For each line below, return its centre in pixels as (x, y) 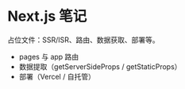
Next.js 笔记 (47, 16)
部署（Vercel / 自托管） (57, 76)
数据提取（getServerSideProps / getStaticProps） (100, 66)
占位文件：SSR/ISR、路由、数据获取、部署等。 (83, 40)
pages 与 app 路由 (49, 56)
